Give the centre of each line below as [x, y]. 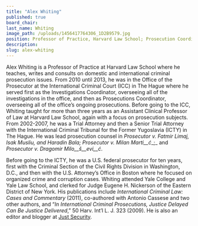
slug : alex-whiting [30, 50]
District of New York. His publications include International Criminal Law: [95, 191]
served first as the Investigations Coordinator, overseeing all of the [87, 92]
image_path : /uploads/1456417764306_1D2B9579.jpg [68, 34]
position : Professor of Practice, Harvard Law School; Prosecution [91, 39]
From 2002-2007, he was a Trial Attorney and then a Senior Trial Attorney [95, 123]
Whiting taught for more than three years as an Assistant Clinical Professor [97, 111]
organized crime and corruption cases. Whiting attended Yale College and [96, 179]
